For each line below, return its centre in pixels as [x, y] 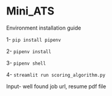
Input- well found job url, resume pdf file [56, 86]
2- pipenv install [29, 51]
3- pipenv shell [26, 63]
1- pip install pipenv [34, 39]
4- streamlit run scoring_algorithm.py [56, 74]
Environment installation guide [44, 28]
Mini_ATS [30, 11]
